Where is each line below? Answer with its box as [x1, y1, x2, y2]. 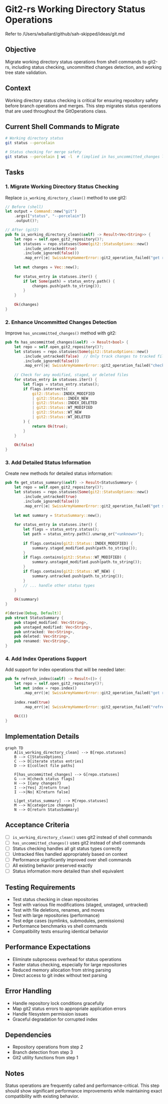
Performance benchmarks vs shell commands [12, 923, 107, 929]
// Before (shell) [5, 204, 43, 209]
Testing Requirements [5, 883, 75, 892]
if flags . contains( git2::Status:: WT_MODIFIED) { [23, 555, 126, 560]
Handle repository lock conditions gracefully [12, 1000, 104, 1006]
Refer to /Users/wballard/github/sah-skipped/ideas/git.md [5, 31, 125, 37]
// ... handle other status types [23, 583, 95, 588]
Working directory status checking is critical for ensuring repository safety [5, 97, 158, 103]
